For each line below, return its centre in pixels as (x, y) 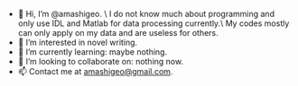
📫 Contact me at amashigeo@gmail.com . (95, 71)
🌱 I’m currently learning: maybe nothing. (93, 52)
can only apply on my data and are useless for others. (118, 33)
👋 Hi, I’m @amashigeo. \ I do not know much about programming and (146, 14)
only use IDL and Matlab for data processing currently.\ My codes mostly (154, 23)
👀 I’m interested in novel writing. (78, 42)
